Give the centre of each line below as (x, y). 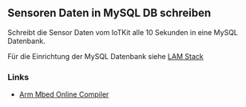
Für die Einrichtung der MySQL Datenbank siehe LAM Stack (106, 56)
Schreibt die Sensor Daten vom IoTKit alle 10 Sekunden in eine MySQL (123, 32)
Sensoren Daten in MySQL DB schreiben (109, 13)
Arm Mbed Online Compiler (64, 94)
